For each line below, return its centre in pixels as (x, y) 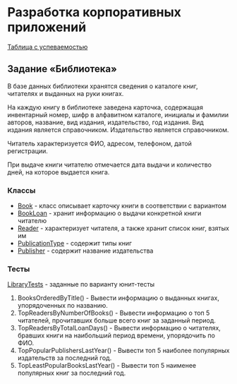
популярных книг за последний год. (72, 373)
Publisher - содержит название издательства (85, 251)
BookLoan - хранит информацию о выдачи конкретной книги (109, 213)
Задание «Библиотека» (62, 69)
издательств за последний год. (65, 358)
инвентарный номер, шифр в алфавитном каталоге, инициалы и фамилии (118, 114)
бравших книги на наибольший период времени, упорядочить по (116, 335)
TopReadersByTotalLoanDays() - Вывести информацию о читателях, (119, 328)
